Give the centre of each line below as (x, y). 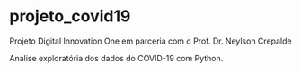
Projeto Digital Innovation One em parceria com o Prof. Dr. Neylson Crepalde (150, 41)
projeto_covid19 (70, 16)
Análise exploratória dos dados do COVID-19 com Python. (116, 58)
